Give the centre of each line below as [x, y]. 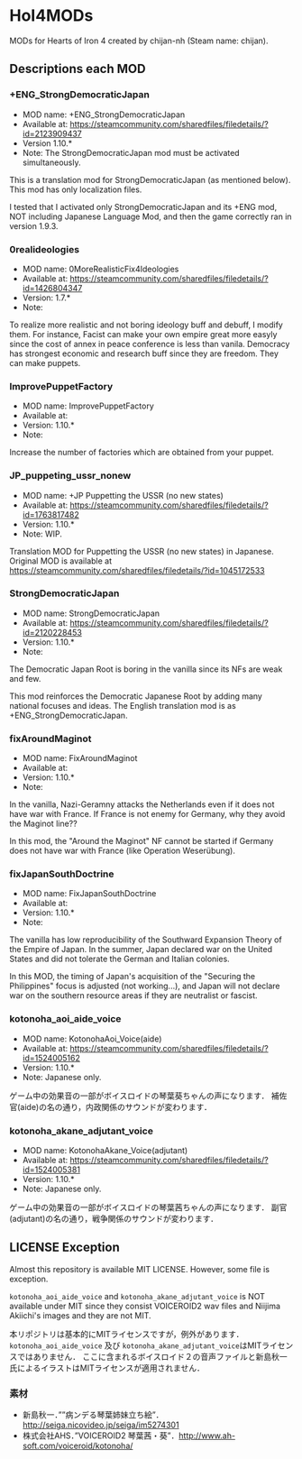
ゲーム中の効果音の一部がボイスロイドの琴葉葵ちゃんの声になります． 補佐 [148, 1096]
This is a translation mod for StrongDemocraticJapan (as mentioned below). [150, 179]
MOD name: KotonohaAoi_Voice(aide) [92, 1039]
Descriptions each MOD [78, 69]
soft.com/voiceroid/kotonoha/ [78, 1446]
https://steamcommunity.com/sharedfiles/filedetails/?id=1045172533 [137, 570]
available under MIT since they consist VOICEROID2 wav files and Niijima [145, 1306]
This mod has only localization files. [76, 189]
